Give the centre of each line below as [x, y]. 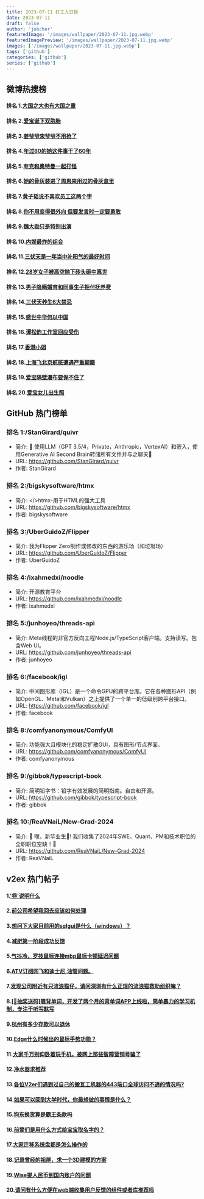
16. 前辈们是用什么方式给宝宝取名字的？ [55, 1130]
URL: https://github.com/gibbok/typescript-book [76, 797]
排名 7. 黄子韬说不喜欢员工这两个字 [49, 196]
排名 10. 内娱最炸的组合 [35, 241]
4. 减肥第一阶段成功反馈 [36, 941]
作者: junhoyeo [34, 660]
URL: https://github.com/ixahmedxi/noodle [69, 599]
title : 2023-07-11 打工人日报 [42, 12]
